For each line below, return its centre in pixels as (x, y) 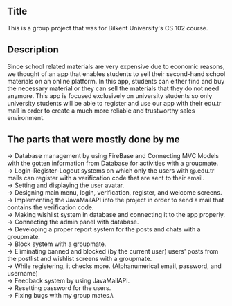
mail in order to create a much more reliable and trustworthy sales (101, 111)
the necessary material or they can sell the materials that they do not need (113, 88)
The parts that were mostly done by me (93, 140)
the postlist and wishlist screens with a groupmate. (80, 259)
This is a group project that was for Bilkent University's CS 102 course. (108, 28)
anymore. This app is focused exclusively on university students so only (110, 95)
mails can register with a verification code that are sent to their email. (106, 178)
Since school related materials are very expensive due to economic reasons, (116, 66)
